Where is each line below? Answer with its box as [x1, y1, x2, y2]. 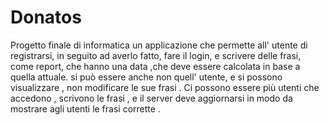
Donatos [10, 6, 82, 29]
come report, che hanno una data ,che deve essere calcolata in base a [10, 60, 301, 72]
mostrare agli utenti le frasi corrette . [10, 102, 161, 115]
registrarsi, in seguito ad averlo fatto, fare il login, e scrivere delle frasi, [10, 49, 302, 61]
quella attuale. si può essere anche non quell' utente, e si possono [10, 71, 283, 83]
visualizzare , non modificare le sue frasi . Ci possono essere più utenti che [10, 81, 320, 93]
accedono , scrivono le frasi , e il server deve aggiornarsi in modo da [10, 92, 293, 104]
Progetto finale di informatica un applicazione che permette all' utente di [10, 39, 308, 51]
